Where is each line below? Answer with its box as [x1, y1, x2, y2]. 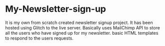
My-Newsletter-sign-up [5, 3, 106, 15]
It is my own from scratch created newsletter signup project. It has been [5, 20, 153, 25]
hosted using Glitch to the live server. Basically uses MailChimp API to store [5, 24, 161, 30]
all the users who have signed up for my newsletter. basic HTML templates [5, 30, 159, 36]
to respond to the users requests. [5, 35, 74, 41]
